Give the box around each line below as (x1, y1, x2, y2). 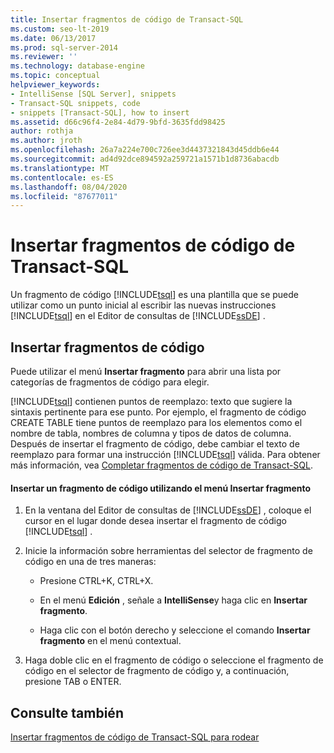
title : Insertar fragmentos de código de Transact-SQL (10, 14, 244, 25)
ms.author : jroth (10, 136, 83, 146)
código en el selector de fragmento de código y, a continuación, (24, 665, 290, 677)
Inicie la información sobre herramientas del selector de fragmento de (24, 545, 313, 557)
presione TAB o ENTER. (24, 676, 122, 688)
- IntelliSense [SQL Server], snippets (10, 89, 177, 99)
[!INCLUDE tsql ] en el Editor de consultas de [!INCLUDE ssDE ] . (10, 310, 266, 322)
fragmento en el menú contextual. (39, 635, 182, 647)
